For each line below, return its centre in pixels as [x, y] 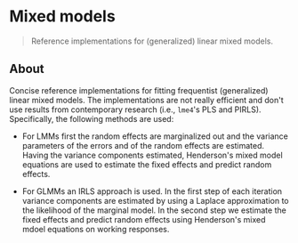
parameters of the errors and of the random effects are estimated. [143, 145]
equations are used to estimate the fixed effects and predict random [147, 164]
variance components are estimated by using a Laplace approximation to [155, 200]
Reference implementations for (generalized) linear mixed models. [152, 41]
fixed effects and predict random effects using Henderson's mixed [144, 219]
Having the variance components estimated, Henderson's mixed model [152, 155]
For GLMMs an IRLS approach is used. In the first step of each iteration [152, 191]
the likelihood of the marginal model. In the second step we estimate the [154, 210]
